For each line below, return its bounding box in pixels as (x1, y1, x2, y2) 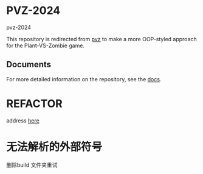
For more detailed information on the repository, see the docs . (6, 75, 162, 82)
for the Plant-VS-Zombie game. (6, 42, 85, 49)
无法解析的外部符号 (6, 140, 103, 153)
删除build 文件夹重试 (6, 161, 58, 169)
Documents (6, 59, 52, 70)
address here (6, 116, 40, 124)
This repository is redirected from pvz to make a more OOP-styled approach (6, 35, 198, 42)
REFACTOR (6, 96, 63, 110)
